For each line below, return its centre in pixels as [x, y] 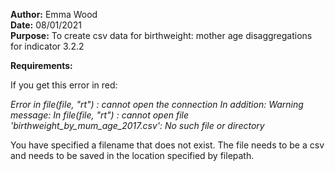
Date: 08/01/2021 [46, 25]
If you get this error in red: [64, 85]
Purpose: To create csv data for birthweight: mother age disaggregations [161, 35]
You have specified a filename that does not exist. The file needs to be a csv [167, 145]
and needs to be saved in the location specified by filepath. [132, 155]
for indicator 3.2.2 [47, 46]
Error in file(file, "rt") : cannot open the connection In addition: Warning [157, 104]
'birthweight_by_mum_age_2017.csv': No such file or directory [137, 125]
